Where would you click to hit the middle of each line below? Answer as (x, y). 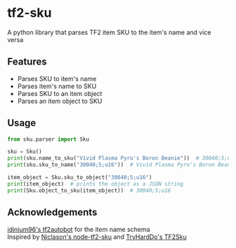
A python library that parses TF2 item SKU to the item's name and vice (109, 32)
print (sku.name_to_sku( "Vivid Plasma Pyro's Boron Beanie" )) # (103, 158)
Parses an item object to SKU (60, 101)
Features (27, 62)
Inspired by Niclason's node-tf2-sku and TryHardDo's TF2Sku (97, 237)
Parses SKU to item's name (57, 78)
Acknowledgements (52, 213)
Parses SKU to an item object (60, 93)
